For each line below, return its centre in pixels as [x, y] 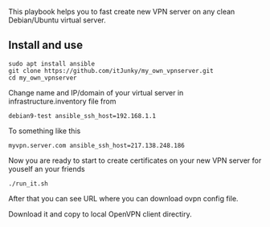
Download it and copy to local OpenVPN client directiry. [100, 214]
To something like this [45, 131]
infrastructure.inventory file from [62, 101]
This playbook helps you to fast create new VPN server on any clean [122, 12]
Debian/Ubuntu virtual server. [57, 20]
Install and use [45, 45]
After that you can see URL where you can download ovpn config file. [123, 198]
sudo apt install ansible [51, 63]
